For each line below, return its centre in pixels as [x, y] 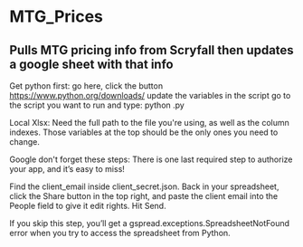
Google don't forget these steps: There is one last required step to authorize [151, 159]
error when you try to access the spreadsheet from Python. [120, 233]
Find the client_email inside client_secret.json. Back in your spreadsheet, [144, 186]
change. [25, 142]
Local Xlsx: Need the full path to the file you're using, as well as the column [149, 123]
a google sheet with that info [91, 64]
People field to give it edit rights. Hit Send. [88, 206]
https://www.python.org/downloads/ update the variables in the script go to [150, 95]
